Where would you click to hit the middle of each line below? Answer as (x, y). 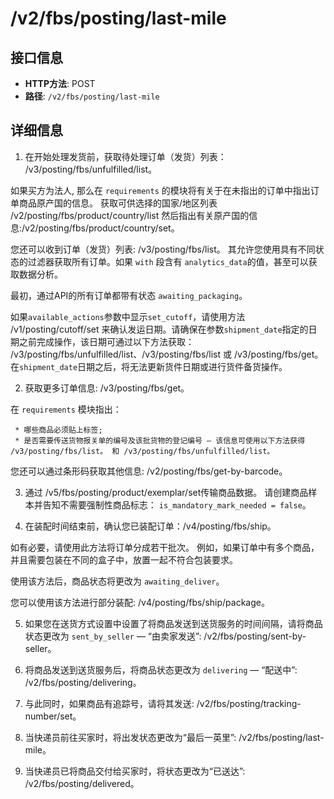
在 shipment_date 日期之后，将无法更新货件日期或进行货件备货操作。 (149, 366)
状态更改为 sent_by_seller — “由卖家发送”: (113, 636)
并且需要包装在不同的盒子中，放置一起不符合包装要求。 (124, 559)
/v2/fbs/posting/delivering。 (83, 682)
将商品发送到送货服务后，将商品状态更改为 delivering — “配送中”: (161, 669)
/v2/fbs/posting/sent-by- (255, 636)
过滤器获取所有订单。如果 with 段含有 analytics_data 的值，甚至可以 (168, 261)
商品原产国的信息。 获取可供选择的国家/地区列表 (118, 203)
